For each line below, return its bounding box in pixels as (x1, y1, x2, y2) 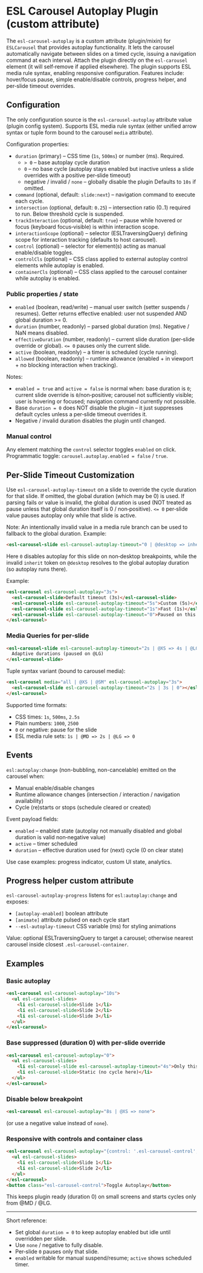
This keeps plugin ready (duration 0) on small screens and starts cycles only (6, 1193, 196, 1200)
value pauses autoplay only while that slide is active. (6, 512, 137, 519)
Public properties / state (6, 290, 79, 298)
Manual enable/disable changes (14, 784, 95, 791)
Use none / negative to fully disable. (14, 1241, 104, 1249)
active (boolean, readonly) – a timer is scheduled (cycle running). (14, 348, 178, 356)
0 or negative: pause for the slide (14, 726, 97, 733)
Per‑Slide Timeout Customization (6, 470, 135, 480)
